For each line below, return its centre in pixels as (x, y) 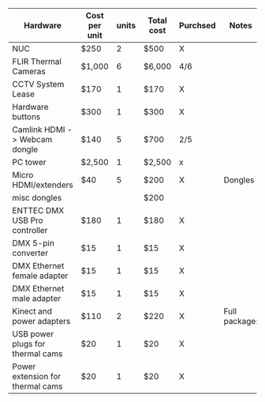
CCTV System (38, 84)
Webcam (36, 139)
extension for (37, 376)
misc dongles (37, 198)
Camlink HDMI (39, 130)
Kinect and (32, 311)
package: (241, 321)
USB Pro (28, 220)
